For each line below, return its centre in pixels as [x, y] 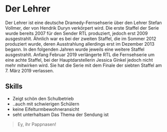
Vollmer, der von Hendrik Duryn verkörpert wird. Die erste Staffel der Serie [82, 28]
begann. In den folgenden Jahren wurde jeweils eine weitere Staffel [75, 49]
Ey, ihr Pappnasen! [37, 124]
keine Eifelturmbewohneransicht [46, 109]
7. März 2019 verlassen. [30, 70]
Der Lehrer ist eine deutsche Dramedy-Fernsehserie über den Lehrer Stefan [83, 23]
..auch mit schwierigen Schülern [46, 104]
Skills [14, 87]
